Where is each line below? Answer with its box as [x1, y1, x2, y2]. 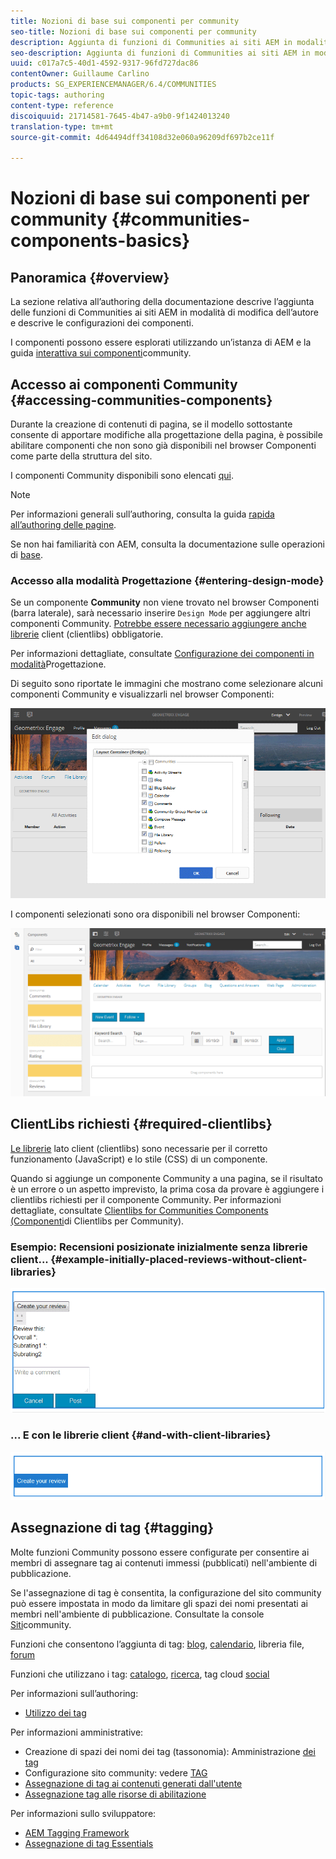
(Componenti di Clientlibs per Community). [10, 1215, 185, 1227]
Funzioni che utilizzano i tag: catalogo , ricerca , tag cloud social [10, 1668, 270, 1680]
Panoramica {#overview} [10, 269, 170, 286]
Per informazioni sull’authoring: [10, 1687, 139, 1699]
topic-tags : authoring [10, 90, 105, 100]
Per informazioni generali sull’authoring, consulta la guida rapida [10, 508, 275, 520]
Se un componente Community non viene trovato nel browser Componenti [10, 596, 320, 609]
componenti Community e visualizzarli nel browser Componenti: [10, 688, 275, 700]
